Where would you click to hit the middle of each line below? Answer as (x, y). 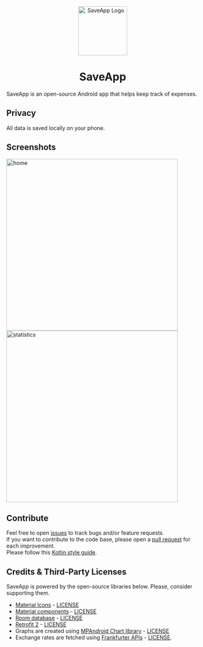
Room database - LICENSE (49, 618)
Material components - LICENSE (56, 611)
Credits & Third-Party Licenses (67, 572)
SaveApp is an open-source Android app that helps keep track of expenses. (102, 94)
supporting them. (28, 593)
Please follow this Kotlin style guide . (52, 553)
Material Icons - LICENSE (47, 605)
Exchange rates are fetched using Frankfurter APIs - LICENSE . (94, 638)
